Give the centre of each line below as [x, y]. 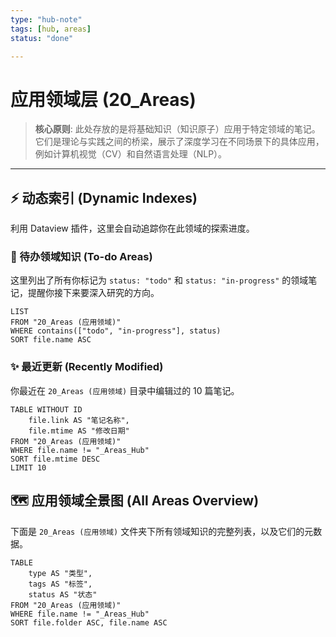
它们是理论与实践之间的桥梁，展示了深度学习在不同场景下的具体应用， [179, 142]
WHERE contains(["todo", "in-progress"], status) [116, 331]
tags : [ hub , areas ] [51, 29]
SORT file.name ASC [51, 340]
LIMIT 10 [28, 467]
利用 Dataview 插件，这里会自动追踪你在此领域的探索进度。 [132, 228]
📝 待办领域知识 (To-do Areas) [81, 257]
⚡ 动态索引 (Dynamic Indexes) [104, 197]
